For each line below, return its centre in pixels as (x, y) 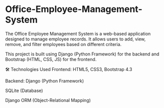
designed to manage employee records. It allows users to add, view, (75, 39)
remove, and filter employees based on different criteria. (63, 44)
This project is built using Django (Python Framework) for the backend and (82, 54)
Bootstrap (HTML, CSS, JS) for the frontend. (51, 59)
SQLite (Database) (24, 90)
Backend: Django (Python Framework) (45, 80)
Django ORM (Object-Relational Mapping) (48, 100)
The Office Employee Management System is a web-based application (78, 33)
